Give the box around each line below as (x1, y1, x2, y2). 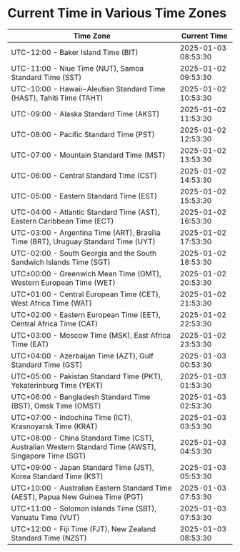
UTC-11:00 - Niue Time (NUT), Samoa (11, 63, 144, 73)
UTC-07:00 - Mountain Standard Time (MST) (11, 150, 166, 160)
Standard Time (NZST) (11, 533, 87, 543)
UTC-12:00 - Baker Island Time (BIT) (11, 47, 139, 57)
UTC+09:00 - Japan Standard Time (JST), (11, 462, 155, 472)
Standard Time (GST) (11, 359, 83, 369)
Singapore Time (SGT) (11, 451, 86, 461)
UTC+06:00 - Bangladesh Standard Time (11, 391, 151, 401)
